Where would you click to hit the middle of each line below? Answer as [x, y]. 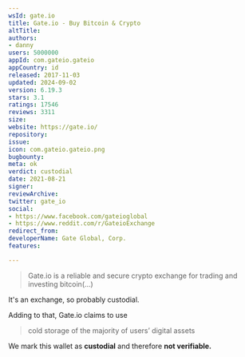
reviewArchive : [34, 194]
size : [17, 120]
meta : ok [23, 165]
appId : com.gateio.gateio [51, 61]
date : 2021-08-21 [37, 179]
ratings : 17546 [34, 105]
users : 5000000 [34, 53]
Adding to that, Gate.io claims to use [68, 315]
